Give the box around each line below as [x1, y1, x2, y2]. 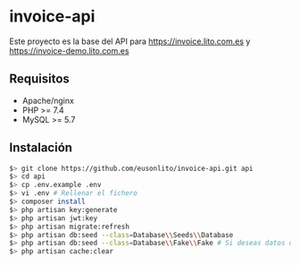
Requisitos [9, 72, 70, 87]
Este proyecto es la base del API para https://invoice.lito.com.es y [9, 36, 251, 47]
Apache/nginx [21, 95, 74, 106]
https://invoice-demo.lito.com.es [9, 45, 129, 56]
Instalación [9, 141, 73, 156]
